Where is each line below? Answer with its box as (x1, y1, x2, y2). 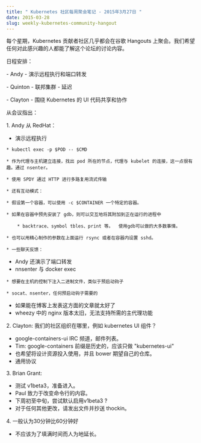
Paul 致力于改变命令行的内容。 (14, 390, 91, 397)
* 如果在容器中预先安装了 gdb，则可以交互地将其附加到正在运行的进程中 (6, 212, 161, 218)
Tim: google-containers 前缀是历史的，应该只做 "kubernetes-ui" (14, 342, 175, 350)
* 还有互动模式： (6, 188, 43, 194)
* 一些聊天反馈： (6, 247, 43, 253)
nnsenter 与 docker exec (14, 266, 76, 273)
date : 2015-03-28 (6, 14, 50, 21)
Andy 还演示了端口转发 (14, 258, 72, 266)
